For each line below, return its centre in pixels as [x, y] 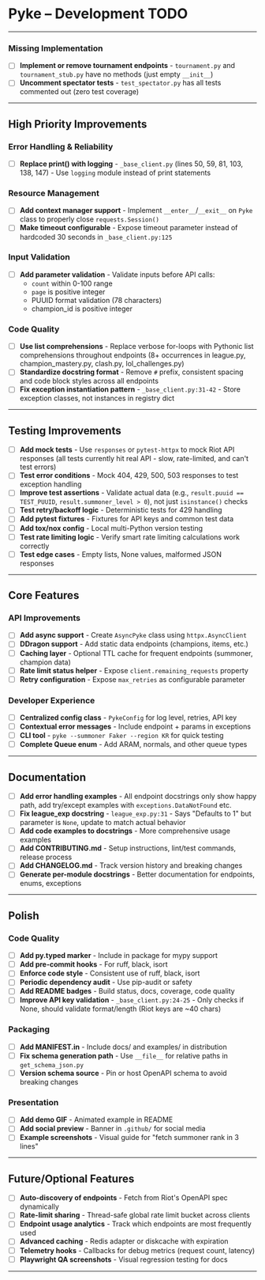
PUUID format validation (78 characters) [96, 300]
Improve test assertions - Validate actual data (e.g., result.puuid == [132, 493]
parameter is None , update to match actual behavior [103, 823]
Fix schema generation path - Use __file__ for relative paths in [124, 1055]
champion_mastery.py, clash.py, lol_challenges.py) [102, 364]
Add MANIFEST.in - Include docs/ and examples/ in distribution [123, 1047]
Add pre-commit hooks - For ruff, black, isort [93, 964]
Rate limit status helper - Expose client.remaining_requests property [134, 670]
